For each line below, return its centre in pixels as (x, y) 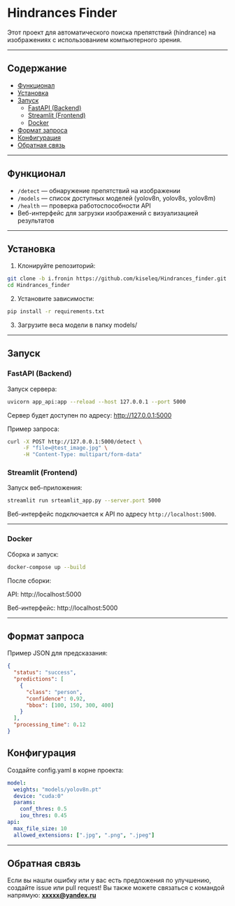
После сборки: (29, 580)
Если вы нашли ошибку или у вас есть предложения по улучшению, (109, 880)
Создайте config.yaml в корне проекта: (65, 770)
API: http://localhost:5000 (44, 594)
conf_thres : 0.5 (44, 809)
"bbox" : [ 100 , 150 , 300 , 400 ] (70, 705)
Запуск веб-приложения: (45, 488)
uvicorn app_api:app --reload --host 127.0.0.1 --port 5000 (97, 401)
